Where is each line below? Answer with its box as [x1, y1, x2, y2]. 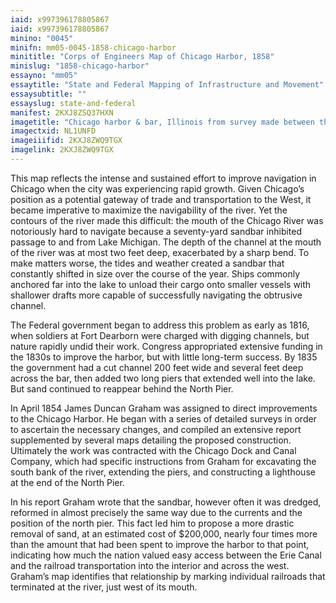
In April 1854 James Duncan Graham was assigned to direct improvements [10, 402, 318, 414]
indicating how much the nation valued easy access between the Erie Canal [10, 549, 322, 561]
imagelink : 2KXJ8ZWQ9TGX [10, 145, 114, 155]
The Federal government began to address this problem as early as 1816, [10, 319, 310, 331]
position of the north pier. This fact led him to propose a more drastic [10, 517, 295, 529]
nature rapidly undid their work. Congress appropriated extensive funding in [10, 340, 323, 352]
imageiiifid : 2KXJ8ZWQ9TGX [10, 136, 123, 146]
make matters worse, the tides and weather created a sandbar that [10, 257, 285, 269]
